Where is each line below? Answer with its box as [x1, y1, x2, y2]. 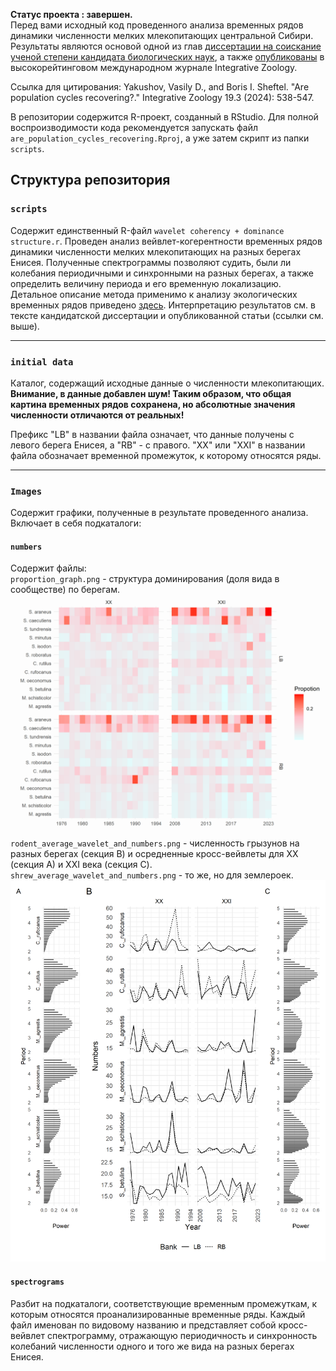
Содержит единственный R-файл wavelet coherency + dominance [10, 224, 285, 236]
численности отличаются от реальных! [10, 409, 185, 421]
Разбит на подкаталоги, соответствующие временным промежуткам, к [10, 1297, 318, 1309]
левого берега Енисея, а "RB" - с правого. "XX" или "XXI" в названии [10, 439, 306, 451]
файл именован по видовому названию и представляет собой [10, 1319, 277, 1331]
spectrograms [10, 1277, 65, 1287]
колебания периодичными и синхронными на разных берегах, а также [10, 267, 314, 279]
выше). [10, 320, 40, 332]
